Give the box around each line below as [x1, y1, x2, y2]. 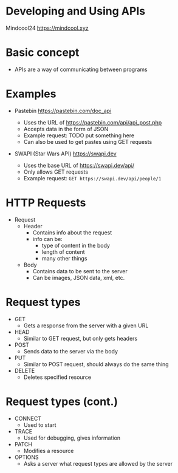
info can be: [32, 235, 63, 242]
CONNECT [14, 415, 42, 422]
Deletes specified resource [23, 373, 92, 381]
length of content [41, 248, 86, 256]
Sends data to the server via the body [23, 347, 118, 355]
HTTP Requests [5, 196, 86, 209]
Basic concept [5, 46, 80, 60]
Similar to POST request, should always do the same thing [23, 360, 169, 368]
